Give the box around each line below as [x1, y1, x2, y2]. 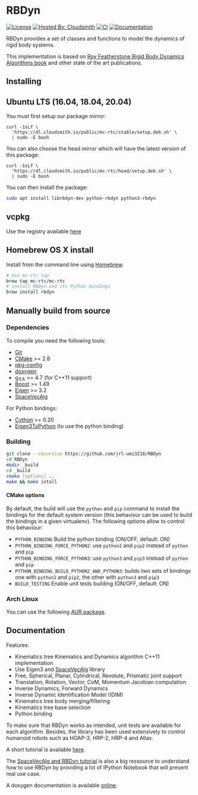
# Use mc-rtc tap [6, 272, 49, 278]
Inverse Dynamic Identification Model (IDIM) [14, 691, 123, 698]
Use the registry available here [6, 227, 82, 235]
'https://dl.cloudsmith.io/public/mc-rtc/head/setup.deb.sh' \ [11, 168, 172, 174]
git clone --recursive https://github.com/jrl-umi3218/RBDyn [6, 451, 162, 457]
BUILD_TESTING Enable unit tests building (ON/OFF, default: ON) [14, 580, 169, 587]
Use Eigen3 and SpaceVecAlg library [14, 665, 106, 673]
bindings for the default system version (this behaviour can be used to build [6, 511, 193, 518]
